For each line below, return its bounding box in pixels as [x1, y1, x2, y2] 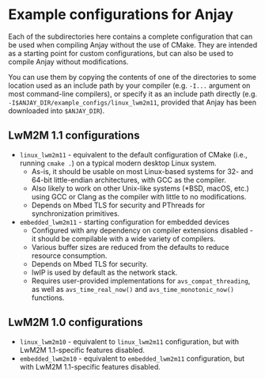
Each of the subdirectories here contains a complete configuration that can [8, 32, 253, 41]
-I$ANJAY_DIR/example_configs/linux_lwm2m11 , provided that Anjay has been [8, 97, 257, 107]
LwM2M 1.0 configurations [8, 316, 144, 329]
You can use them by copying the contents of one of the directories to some [8, 72, 257, 81]
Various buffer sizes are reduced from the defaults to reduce [31, 242, 229, 252]
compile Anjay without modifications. [8, 57, 129, 66]
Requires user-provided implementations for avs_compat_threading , [31, 275, 251, 286]
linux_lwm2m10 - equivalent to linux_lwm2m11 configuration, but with [19, 336, 240, 346]
